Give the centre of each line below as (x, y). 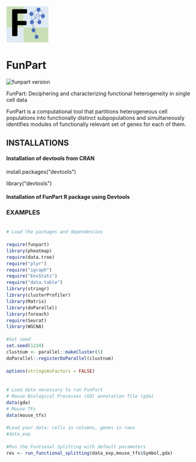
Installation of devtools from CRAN (50, 158)
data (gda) (19, 402)
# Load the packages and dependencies (55, 232)
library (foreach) (28, 314)
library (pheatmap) (29, 251)
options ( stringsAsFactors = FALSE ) (51, 371)
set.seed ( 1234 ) (25, 346)
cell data (17, 99)
